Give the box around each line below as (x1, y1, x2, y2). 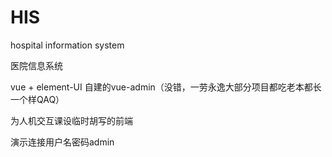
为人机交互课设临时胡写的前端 (10, 114, 133, 126)
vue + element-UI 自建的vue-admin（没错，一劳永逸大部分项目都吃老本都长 (10, 81, 322, 93)
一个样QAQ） (10, 93, 65, 105)
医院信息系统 (10, 59, 63, 71)
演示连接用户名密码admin (10, 136, 115, 148)
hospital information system (10, 39, 125, 51)
